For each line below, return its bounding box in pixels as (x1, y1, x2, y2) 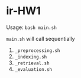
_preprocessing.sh (14, 47, 60, 54)
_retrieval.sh (14, 60, 50, 66)
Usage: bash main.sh (6, 24, 57, 31)
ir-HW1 (6, 4, 41, 18)
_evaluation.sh (14, 66, 53, 72)
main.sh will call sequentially (6, 35, 75, 42)
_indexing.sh (14, 54, 47, 60)
